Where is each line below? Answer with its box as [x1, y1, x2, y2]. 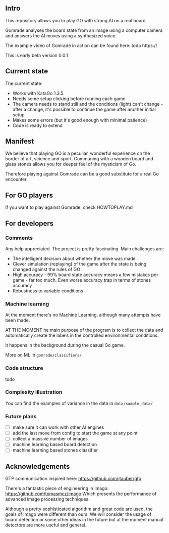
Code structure [5, 365, 43, 372]
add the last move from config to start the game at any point [12, 430, 138, 436]
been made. [5, 317, 30, 323]
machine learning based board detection [12, 441, 97, 448]
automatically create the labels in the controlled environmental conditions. [5, 332, 159, 338]
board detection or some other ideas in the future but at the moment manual [5, 517, 163, 523]
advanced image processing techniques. [5, 496, 90, 502]
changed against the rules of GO [12, 266, 81, 272]
